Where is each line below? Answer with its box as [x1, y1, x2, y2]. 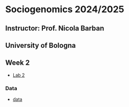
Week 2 [5, 59, 30, 67]
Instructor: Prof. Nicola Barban [5, 24, 105, 33]
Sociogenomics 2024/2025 [5, 4, 124, 15]
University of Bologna [5, 41, 76, 49]
